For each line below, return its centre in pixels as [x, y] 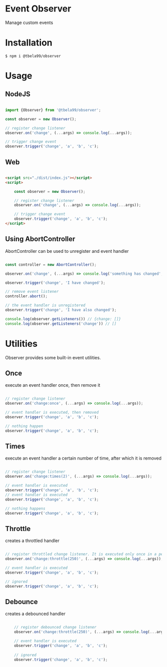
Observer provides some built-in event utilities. [53, 357]
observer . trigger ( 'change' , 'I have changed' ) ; [55, 283]
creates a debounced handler [35, 614]
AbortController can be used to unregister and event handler [67, 251]
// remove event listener [32, 292]
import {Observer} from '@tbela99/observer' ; [53, 110]
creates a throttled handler [32, 541]
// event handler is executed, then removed [52, 413]
